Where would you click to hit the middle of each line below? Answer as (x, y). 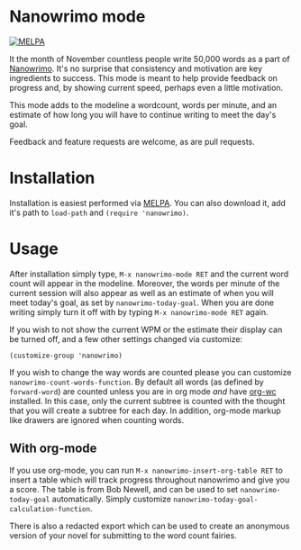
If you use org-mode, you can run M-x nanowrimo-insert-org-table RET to (146, 470)
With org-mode (53, 449)
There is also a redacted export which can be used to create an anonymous (150, 526)
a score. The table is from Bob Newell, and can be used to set (124, 489)
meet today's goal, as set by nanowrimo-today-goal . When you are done (142, 302)
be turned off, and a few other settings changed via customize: (126, 338)
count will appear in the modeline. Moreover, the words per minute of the (145, 283)
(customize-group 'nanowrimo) (66, 356)
